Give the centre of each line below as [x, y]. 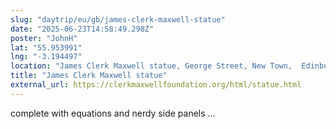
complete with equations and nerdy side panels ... [113, 113]
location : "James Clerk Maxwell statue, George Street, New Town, [151, 66]
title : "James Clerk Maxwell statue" [89, 76]
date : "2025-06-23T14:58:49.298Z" [82, 29]
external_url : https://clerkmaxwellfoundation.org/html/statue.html [156, 85]
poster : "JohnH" [44, 38]
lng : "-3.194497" [46, 57]
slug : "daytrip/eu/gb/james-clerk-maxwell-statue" [118, 19]
